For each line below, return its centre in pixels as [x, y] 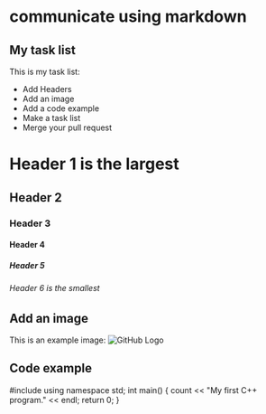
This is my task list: [45, 71]
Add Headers [47, 89]
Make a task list [51, 118]
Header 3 [30, 223]
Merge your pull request [67, 127]
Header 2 [36, 198]
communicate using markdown [128, 17]
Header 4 [27, 245]
